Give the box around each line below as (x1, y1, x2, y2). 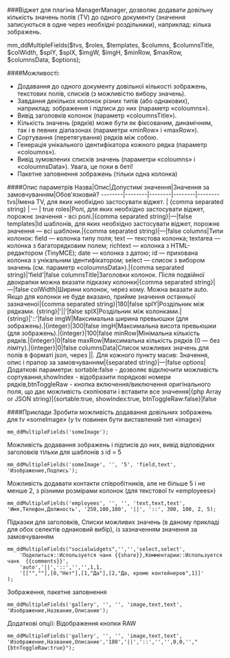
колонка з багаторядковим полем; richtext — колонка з (7, 242, 170, 249)
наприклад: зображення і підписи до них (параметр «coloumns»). (16, 104, 210, 112)
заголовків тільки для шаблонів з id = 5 (7, 448, 122, 456)
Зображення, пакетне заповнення (7, 588, 107, 596)
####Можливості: (7, 69, 60, 77)
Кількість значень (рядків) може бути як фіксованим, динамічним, (16, 119, 213, 126)
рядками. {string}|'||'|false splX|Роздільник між (7, 307, 144, 315)
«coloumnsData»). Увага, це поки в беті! (16, 163, 134, 170)
